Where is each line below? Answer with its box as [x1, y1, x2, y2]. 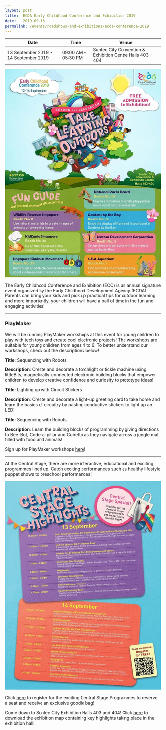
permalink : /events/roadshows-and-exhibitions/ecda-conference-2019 [5, 24, 149, 29]
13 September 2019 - [7, 49, 53, 55]
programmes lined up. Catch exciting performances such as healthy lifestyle [5, 466, 161, 472]
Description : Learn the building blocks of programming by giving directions [5, 426, 159, 432]
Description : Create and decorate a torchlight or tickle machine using [5, 366, 147, 372]
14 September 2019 [7, 55, 49, 61]
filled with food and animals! [5, 437, 63, 442]
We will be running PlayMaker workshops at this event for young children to [5, 331, 159, 337]
